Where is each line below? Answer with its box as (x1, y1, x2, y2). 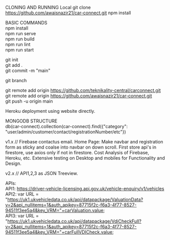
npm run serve (5, 31, 36, 36)
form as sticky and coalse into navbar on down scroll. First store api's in (5, 144, 157, 150)
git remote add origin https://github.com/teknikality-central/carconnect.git (5, 87, 161, 93)
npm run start (5, 47, 34, 53)
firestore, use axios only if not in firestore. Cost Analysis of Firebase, (5, 150, 150, 155)
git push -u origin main (5, 98, 53, 104)
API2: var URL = (5, 191, 39, 197)
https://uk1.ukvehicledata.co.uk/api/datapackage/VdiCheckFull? (7, 218, 142, 224)
